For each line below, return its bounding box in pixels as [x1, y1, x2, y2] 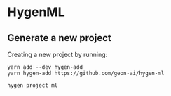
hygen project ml [7, 82, 58, 89]
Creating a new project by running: [7, 50, 108, 58]
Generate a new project [7, 32, 111, 44]
